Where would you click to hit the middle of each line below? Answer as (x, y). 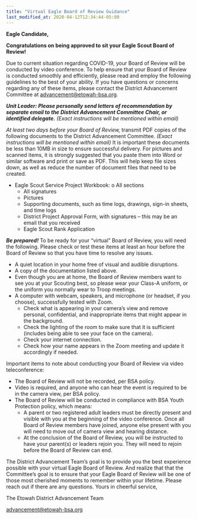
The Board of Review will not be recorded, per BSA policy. (85, 381)
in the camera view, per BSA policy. (57, 393)
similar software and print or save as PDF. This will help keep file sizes (91, 161)
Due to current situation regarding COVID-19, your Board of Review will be (96, 63)
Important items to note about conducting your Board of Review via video (95, 363)
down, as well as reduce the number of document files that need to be (91, 167)
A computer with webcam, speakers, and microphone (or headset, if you (102, 295)
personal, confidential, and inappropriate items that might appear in (105, 314)
